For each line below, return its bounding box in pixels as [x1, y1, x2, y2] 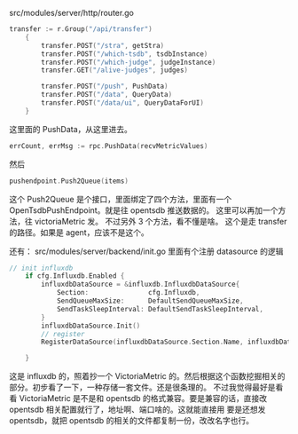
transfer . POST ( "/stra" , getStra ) [41, 41, 165, 50]
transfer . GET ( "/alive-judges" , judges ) [41, 66, 189, 75]
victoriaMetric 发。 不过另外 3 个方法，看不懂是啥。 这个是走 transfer [34, 216, 287, 226]
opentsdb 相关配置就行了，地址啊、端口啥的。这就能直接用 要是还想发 [9, 404, 266, 415]
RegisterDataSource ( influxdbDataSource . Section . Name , [41, 337, 244, 347]
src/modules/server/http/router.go [9, 8, 135, 18]
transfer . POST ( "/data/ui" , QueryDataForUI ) [41, 99, 204, 107]
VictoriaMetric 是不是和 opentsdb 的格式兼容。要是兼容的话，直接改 [19, 393, 268, 404]
